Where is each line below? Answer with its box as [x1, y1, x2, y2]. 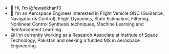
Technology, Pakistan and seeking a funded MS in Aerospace [10, 37, 140, 43]
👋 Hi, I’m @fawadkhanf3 [10, 5, 61, 11]
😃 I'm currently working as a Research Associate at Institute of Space [10, 32, 158, 38]
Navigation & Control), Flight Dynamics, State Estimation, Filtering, [10, 16, 150, 21]
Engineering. [10, 43, 37, 48]
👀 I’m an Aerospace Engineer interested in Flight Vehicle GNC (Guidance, [10, 10, 164, 16]
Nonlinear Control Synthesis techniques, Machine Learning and [10, 21, 144, 27]
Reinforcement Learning [10, 26, 61, 33]
